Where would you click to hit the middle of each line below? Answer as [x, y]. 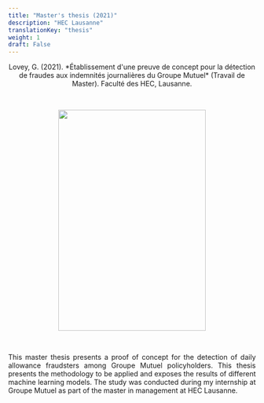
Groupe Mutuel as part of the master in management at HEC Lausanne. [123, 390]
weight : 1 [24, 37]
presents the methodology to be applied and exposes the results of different [132, 374]
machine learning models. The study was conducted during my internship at [132, 383]
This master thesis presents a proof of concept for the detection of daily [132, 357]
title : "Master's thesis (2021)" [63, 15]
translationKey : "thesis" [50, 30]
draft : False [29, 45]
